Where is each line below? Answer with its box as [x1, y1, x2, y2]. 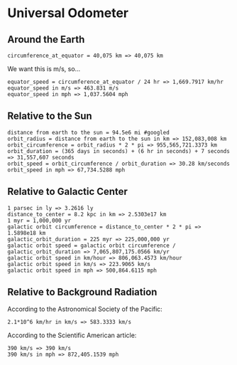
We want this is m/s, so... [7, 65, 81, 73]
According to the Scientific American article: [7, 331, 137, 339]
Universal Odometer [7, 5, 129, 21]
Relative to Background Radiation [7, 286, 158, 298]
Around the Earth [7, 33, 85, 46]
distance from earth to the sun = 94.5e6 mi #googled [7, 129, 170, 136]
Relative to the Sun [7, 110, 92, 122]
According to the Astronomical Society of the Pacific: [7, 305, 163, 314]
